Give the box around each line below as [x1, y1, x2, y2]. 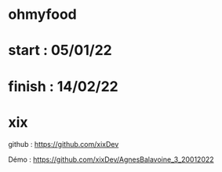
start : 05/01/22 [8, 42, 112, 60]
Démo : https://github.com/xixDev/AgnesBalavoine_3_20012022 [8, 155, 214, 164]
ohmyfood [8, 5, 77, 24]
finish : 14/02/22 [8, 77, 119, 95]
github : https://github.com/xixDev [8, 139, 119, 148]
